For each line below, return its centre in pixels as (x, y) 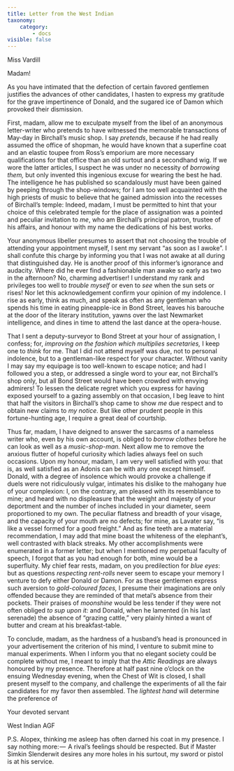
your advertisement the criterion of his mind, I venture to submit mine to (111, 646)
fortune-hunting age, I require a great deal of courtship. (87, 418)
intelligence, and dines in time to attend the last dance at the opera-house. (114, 322)
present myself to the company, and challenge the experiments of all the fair (117, 683)
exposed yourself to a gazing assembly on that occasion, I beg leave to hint (116, 396)
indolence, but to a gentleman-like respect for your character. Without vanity (117, 359)
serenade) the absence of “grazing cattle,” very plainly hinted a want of (110, 618)
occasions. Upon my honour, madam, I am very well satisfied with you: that (115, 462)
